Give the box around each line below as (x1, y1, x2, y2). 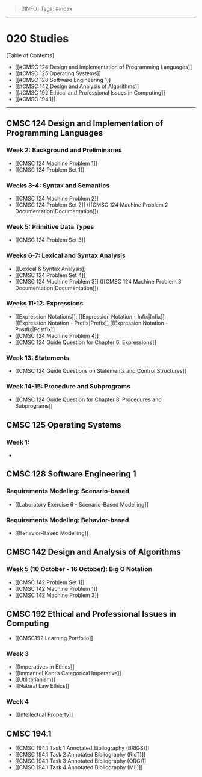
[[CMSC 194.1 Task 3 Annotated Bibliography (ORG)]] (14, 757, 147, 764)
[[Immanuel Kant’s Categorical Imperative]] (14, 669, 121, 676)
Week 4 (6, 697, 29, 705)
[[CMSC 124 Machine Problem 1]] (14, 160, 98, 167)
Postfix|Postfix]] (14, 325, 55, 333)
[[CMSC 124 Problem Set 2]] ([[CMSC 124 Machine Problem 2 (14, 201, 168, 208)
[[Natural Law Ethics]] (14, 682, 70, 689)
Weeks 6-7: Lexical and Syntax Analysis (6, 251, 126, 260)
